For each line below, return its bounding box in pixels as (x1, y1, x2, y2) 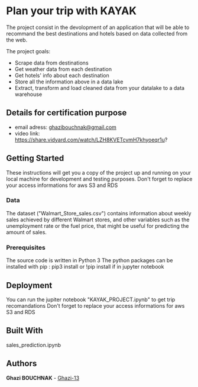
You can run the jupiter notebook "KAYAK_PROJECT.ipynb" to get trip (6, 296, 176, 303)
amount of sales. (6, 228, 47, 236)
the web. (6, 36, 28, 43)
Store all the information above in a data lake (14, 78, 124, 85)
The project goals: (6, 47, 51, 54)
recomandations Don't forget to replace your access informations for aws (6, 302, 185, 309)
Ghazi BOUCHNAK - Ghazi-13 (6, 374, 80, 381)
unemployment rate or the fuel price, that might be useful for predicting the (6, 222, 189, 229)
